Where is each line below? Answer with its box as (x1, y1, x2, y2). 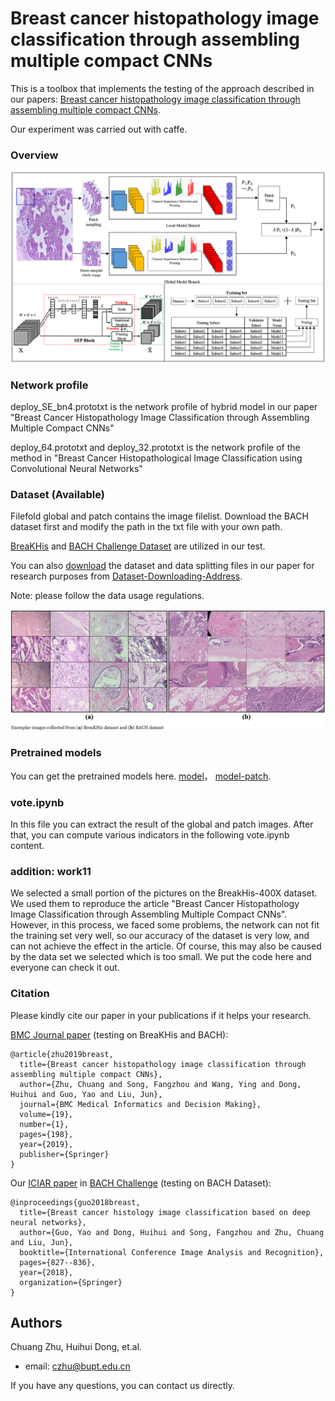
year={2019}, (19, 1139, 74, 1149)
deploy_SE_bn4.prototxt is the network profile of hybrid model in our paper (10, 401, 318, 413)
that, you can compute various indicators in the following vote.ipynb (10, 829, 290, 841)
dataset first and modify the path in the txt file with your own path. (10, 521, 283, 533)
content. (10, 840, 45, 851)
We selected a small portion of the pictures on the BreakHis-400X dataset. (10, 887, 318, 899)
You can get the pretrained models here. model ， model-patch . (10, 770, 272, 782)
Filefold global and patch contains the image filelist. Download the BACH (10, 510, 309, 522)
